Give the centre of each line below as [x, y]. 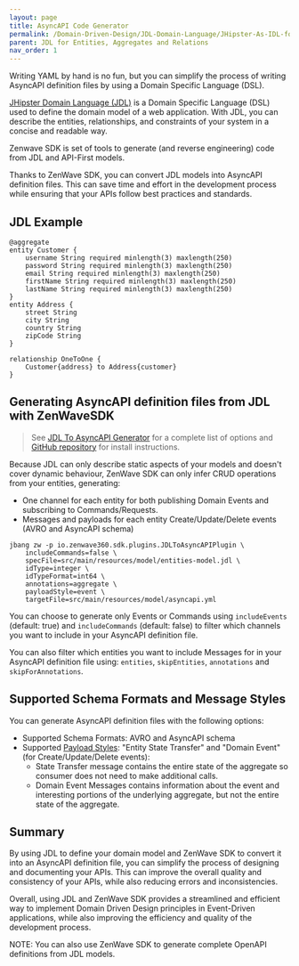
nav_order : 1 [33, 51]
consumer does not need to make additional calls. [127, 775]
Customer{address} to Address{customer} [101, 367]
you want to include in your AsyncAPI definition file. [104, 635]
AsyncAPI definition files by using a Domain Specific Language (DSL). [137, 85]
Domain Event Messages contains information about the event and [158, 785]
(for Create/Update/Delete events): [86, 757]
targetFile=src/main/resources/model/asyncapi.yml [121, 599]
